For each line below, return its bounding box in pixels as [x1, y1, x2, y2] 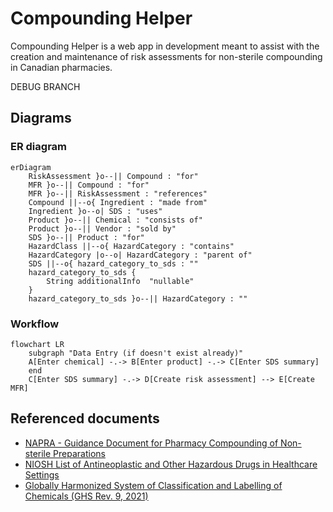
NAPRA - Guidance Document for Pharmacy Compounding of [24, 437, 279, 449]
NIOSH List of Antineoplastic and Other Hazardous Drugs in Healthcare [24, 458, 318, 470]
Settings [24, 468, 60, 481]
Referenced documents [10, 410, 160, 427]
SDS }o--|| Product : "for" [28, 232, 145, 242]
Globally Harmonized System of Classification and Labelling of [24, 479, 283, 491]
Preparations [53, 447, 106, 459]
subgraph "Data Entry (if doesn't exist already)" [28, 348, 244, 358]
